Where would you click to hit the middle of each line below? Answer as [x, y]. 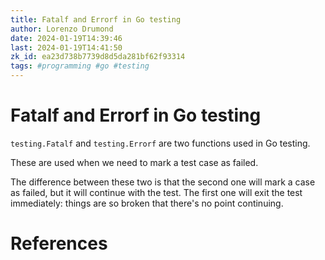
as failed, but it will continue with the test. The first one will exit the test [156, 192]
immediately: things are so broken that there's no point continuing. [147, 203]
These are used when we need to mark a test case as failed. [134, 162]
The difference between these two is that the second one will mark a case [163, 182]
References [59, 243]
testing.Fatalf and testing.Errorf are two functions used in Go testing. [160, 143]
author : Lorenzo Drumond [62, 29]
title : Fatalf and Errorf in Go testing [96, 19]
